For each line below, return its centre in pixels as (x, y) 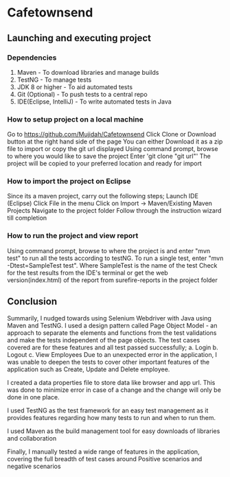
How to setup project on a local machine (76, 119)
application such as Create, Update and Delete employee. (89, 369)
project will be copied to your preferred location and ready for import (105, 163)
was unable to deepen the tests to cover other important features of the (108, 362)
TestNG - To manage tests (54, 80)
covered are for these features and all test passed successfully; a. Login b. (113, 347)
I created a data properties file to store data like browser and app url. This (111, 382)
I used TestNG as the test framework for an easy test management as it (108, 410)
